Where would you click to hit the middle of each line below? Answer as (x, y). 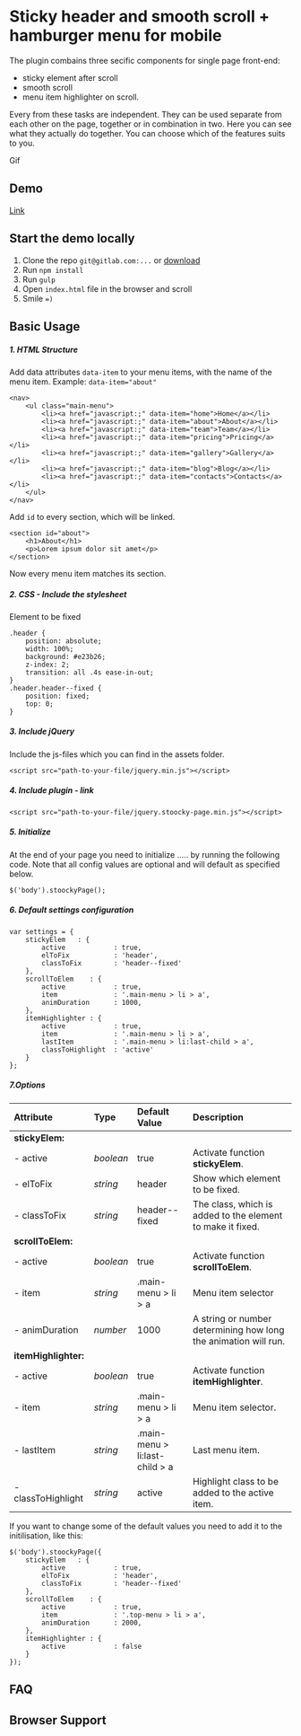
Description (218, 1117)
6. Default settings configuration (72, 910)
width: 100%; (50, 648)
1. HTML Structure (44, 349)
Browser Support (58, 1720)
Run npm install (53, 269)
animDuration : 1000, (92, 1002)
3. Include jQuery (42, 731)
